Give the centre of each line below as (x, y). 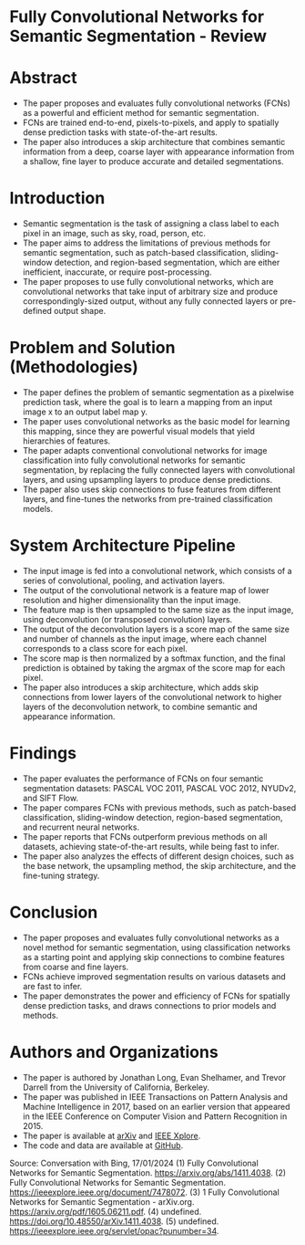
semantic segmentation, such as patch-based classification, (135, 253)
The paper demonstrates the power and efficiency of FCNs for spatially (156, 996)
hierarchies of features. (66, 441)
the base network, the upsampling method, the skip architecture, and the (159, 865)
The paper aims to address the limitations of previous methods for (147, 243)
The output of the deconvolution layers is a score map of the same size (156, 629)
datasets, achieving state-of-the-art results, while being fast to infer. (151, 846)
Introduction (57, 199)
